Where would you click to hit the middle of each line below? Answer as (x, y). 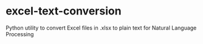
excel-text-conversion (64, 11)
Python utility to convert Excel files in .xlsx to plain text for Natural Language (101, 28)
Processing (20, 34)
